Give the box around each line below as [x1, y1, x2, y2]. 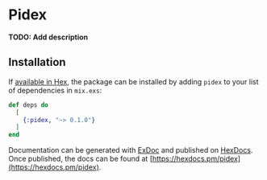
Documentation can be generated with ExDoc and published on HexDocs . [8, 145, 253, 155]
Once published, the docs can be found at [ [8, 154, 153, 164]
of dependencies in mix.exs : [8, 85, 102, 95]
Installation [8, 55, 66, 69]
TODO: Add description [8, 32, 89, 42]
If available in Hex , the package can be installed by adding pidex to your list [8, 76, 260, 86]
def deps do [8, 100, 48, 109]
